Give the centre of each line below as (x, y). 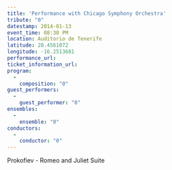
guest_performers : (33, 90)
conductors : (24, 128)
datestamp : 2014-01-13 (39, 26)
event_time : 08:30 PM (38, 33)
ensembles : (23, 109)
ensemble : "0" (39, 122)
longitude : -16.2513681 (41, 52)
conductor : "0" (41, 141)
